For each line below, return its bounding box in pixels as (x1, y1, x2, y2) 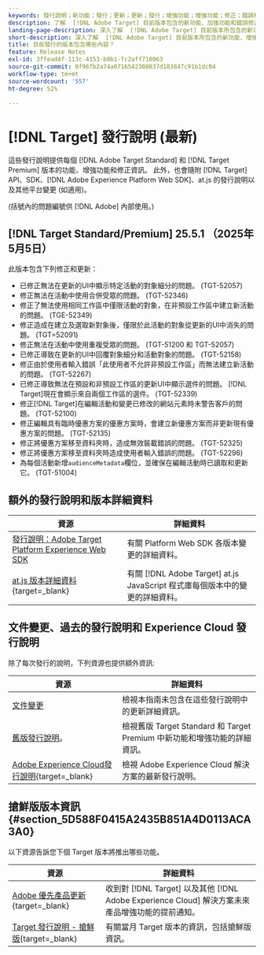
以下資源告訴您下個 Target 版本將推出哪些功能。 (8, 847, 164, 857)
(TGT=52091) (35, 330, 79, 339)
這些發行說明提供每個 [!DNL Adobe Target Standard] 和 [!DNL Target (8, 155, 229, 165)
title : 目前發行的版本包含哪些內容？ (8, 41, 115, 49)
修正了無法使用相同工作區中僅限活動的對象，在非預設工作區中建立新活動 (19, 301, 254, 310)
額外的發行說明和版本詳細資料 (8, 493, 153, 506)
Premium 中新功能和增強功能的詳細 (121, 732, 251, 743)
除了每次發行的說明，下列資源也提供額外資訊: (8, 658, 156, 668)
